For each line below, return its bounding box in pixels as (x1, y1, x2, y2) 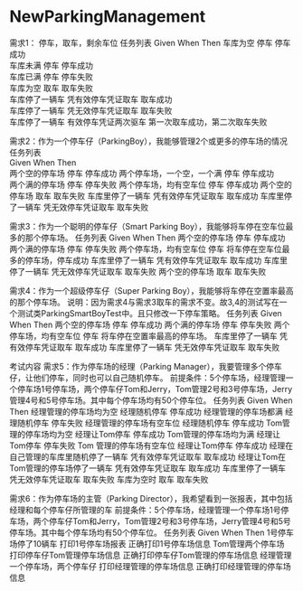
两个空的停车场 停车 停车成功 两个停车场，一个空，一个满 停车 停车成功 (9, 167, 274, 178)
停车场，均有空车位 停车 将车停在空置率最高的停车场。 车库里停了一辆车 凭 (9, 330, 288, 341)
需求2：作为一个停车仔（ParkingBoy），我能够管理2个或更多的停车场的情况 (9, 136, 288, 146)
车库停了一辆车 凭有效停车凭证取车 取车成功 (9, 93, 173, 105)
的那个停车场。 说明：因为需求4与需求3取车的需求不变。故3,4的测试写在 (9, 296, 280, 307)
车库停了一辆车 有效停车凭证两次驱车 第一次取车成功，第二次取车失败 (9, 116, 268, 127)
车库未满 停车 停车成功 (9, 60, 93, 70)
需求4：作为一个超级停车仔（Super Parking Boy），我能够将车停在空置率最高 (9, 285, 294, 295)
